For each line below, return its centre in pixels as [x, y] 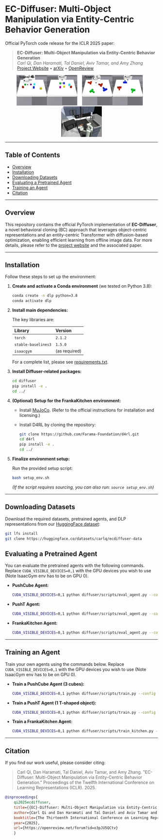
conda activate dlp [32, 301]
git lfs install [21, 533]
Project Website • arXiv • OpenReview [55, 68]
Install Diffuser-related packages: [47, 371]
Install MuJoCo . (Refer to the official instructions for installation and [87, 410]
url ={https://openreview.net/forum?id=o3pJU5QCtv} [66, 828]
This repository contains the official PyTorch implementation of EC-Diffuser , [81, 224]
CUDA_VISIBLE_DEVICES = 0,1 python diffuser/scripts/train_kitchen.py [83, 731]
